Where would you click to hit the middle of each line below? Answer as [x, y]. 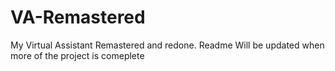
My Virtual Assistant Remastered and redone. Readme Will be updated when [167, 45]
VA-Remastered [78, 17]
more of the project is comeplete [77, 55]
